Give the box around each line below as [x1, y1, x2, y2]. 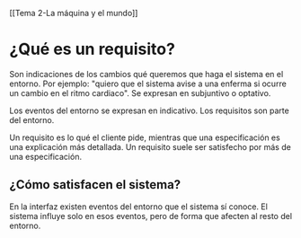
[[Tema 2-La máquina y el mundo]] [9, 8, 138, 18]
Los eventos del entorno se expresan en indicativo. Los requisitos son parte [9, 105, 289, 116]
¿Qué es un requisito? [9, 40, 175, 59]
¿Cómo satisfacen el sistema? [9, 177, 181, 192]
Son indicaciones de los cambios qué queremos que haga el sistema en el [9, 68, 284, 79]
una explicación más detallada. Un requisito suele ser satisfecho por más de [9, 141, 292, 152]
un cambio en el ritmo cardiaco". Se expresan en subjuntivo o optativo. [9, 87, 271, 98]
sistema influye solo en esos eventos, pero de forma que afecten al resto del [9, 210, 293, 221]
